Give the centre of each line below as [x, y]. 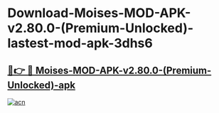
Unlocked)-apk [42, 85]
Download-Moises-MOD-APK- [99, 13]
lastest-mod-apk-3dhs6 [80, 43]
